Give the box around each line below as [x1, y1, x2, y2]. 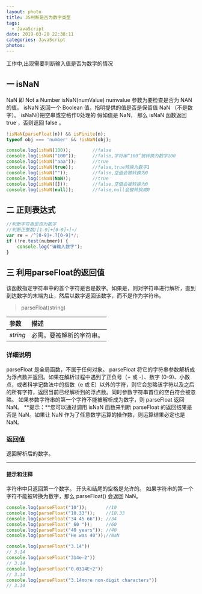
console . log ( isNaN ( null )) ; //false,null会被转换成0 [6, 186, 150, 193]
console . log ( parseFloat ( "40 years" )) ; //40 [6, 527, 117, 533]
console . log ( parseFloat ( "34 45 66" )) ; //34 [6, 516, 117, 522]
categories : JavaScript [6, 37, 66, 43]
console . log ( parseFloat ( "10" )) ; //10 [6, 505, 117, 511]
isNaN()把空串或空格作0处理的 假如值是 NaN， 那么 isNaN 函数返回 [20, 111, 188, 118]
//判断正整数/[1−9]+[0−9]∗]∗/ [6, 227, 78, 233]
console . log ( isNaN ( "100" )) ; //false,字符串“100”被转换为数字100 [6, 153, 176, 159]
